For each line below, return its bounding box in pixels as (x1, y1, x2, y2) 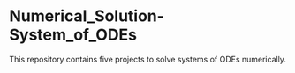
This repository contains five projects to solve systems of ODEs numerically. (9, 54, 287, 64)
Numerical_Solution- (9, 6, 165, 26)
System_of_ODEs (9, 25, 138, 45)
